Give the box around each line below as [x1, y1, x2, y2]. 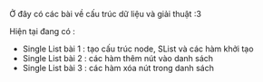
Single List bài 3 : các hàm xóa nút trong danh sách [22, 63, 215, 73]
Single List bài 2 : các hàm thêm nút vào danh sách [22, 53, 214, 63]
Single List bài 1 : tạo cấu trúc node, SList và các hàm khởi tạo [22, 43, 254, 54]
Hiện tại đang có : [9, 26, 75, 36]
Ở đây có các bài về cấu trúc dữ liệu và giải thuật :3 [9, 9, 202, 19]
